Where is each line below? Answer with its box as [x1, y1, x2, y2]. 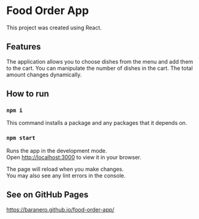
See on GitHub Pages [6, 190, 89, 200]
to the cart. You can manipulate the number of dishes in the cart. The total [6, 64, 193, 72]
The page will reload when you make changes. [6, 165, 124, 173]
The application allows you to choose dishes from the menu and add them [6, 58, 193, 65]
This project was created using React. [6, 24, 102, 31]
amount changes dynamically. [6, 71, 82, 78]
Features [6, 42, 41, 52]
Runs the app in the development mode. [6, 147, 107, 154]
